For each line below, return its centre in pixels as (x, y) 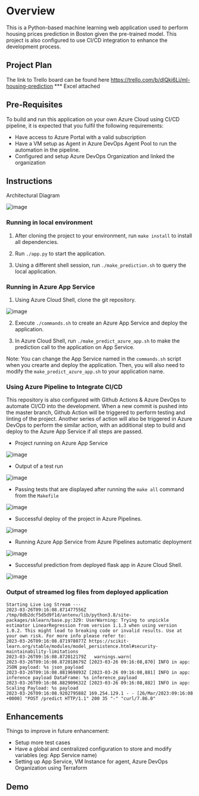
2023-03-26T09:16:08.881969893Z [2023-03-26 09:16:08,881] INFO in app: (98, 672)
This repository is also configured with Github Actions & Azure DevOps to (96, 400)
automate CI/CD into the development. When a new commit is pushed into (97, 406)
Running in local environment (49, 223)
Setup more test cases (42, 743)
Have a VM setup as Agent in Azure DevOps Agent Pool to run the (96, 143)
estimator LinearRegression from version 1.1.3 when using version (92, 625)
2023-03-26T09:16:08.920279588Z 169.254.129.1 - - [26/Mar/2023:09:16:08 (100, 693)
